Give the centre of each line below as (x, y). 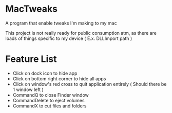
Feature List (31, 59)
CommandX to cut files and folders (50, 106)
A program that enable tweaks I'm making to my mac (61, 23)
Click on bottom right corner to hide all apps (59, 78)
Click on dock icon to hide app (45, 73)
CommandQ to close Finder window (51, 95)
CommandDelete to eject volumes (49, 100)
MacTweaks (32, 9)
